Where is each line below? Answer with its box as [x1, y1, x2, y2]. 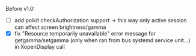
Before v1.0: [5, 5, 35, 12]
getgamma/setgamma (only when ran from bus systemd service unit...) [14, 37, 191, 44]
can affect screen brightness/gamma [14, 23, 106, 31]
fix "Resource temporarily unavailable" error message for [14, 30, 156, 37]
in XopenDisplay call [14, 43, 66, 51]
